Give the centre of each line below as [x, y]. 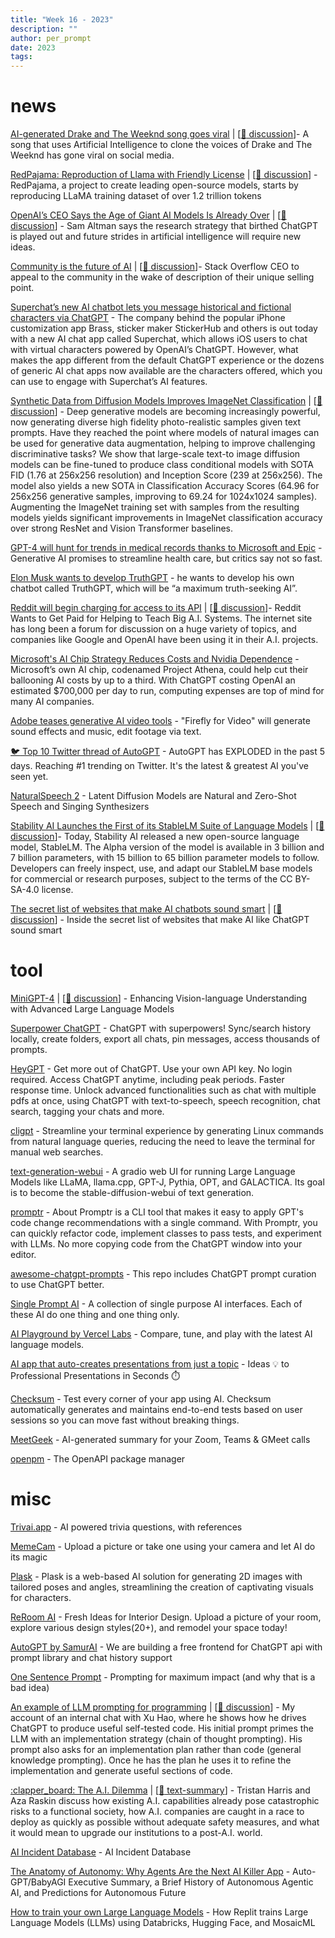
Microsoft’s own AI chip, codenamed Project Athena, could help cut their [159, 670]
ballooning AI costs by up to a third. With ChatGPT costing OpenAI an [153, 680]
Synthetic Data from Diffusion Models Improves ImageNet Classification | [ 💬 [166, 401]
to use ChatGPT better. [57, 1284]
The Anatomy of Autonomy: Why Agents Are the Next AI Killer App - [150, 1871]
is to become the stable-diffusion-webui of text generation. [132, 1192]
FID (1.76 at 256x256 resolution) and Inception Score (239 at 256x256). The [166, 475]
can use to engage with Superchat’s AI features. [109, 382]
